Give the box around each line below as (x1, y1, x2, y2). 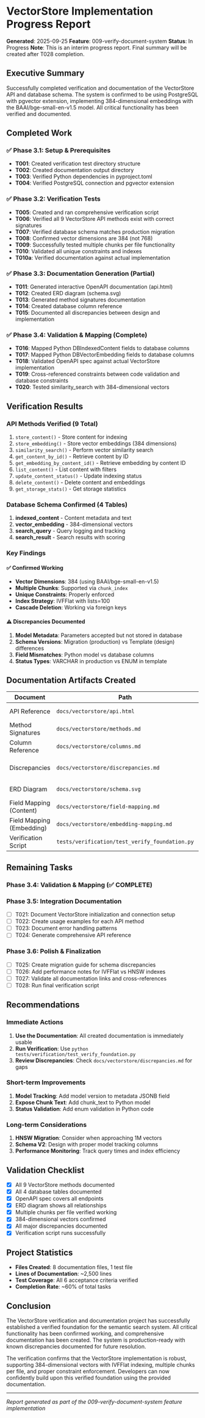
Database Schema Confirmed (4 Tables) (6, 500, 128, 509)
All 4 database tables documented (15, 1188, 102, 1195)
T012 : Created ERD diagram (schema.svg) (15, 290, 121, 297)
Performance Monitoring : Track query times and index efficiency (15, 1147, 181, 1154)
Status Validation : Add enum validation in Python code (15, 1105, 154, 1112)
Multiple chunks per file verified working (15, 1209, 117, 1216)
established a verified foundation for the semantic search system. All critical (6, 1323, 198, 1331)
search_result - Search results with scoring (15, 534, 126, 541)
